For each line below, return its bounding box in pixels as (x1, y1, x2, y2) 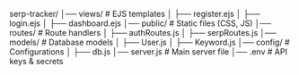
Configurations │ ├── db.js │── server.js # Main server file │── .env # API (9, 46, 287, 57)
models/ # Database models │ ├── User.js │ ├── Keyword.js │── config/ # (9, 37, 290, 47)
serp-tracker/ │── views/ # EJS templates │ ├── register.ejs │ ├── (9, 9, 260, 19)
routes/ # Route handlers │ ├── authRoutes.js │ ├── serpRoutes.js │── (9, 28, 277, 37)
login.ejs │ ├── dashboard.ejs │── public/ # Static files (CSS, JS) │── (9, 18, 272, 29)
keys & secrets (9, 56, 64, 66)
